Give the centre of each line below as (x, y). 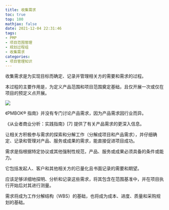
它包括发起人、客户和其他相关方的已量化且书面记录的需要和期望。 (73, 168)
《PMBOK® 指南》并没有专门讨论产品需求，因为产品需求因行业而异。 (76, 113)
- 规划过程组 (17, 47)
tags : (11, 33)
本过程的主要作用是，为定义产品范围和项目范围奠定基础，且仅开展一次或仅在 (84, 87)
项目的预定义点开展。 (27, 93)
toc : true (16, 15)
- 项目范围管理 (19, 43)
